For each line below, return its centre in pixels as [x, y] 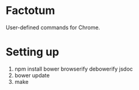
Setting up [32, 52]
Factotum [30, 11]
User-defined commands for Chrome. [53, 27]
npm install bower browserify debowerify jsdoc [74, 69]
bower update [32, 75]
